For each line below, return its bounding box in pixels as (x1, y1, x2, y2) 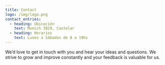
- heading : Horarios (9, 30, 52, 35)
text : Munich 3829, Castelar (14, 26, 75, 31)
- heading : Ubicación (9, 21, 55, 26)
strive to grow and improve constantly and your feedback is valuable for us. (5, 54, 161, 60)
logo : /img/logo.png (5, 12, 48, 17)
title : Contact (5, 7, 37, 12)
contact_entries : (5, 16, 41, 21)
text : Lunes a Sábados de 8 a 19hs (14, 35, 88, 40)
